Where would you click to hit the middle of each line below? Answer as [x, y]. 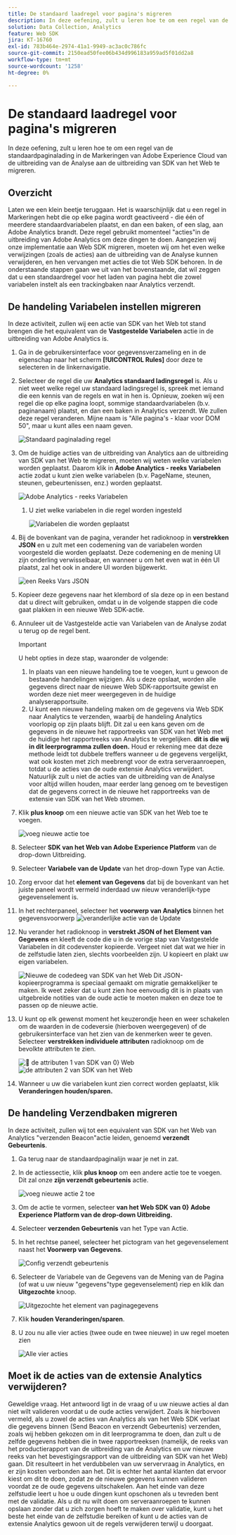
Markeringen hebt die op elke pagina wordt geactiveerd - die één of [106, 217]
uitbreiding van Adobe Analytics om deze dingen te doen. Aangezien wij [112, 239]
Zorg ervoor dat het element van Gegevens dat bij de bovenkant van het [123, 882]
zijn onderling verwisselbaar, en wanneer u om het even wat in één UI [119, 560]
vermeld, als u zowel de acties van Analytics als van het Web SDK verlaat [114, 1419]
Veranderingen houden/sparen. [65, 1091]
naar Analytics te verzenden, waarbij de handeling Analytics [115, 717]
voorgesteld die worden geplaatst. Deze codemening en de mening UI [119, 553]
